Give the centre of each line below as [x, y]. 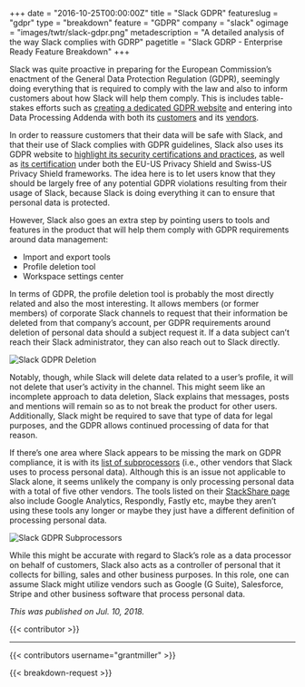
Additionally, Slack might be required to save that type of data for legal [141, 416]
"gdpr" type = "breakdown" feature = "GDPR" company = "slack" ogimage [149, 23]
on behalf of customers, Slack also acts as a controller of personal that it [145, 565]
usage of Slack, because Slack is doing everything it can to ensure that [142, 193]
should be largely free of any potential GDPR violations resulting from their [148, 183]
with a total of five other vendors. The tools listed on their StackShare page [150, 491]
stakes [22, 108]
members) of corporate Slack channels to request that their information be [149, 313]
